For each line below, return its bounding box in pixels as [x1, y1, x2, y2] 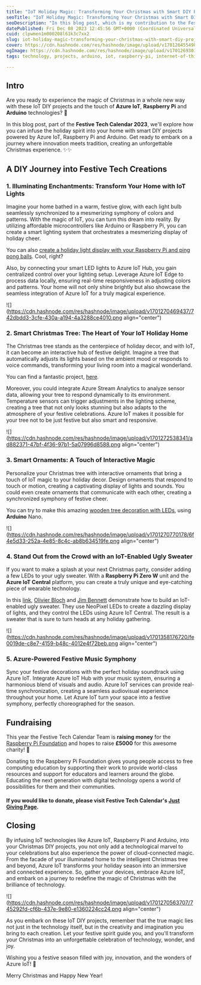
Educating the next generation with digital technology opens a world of [6, 777, 181, 784]
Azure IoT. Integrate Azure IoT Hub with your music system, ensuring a [6, 674, 181, 682]
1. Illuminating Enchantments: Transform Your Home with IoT [6, 182, 186, 190]
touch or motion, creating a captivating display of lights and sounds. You [6, 482, 185, 490]
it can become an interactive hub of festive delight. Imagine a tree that [6, 349, 179, 356]
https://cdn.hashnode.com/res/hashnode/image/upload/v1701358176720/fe [8, 634, 194, 641]
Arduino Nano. [6, 513, 43, 520]
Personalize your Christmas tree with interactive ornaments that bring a [6, 469, 182, 476]
